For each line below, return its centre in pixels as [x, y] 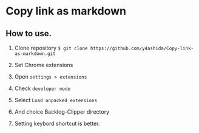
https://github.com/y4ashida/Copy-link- [142, 48]
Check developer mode [42, 88]
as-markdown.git [35, 54]
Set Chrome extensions [44, 65]
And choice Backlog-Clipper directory [62, 112]
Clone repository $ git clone [51, 48]
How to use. [29, 34]
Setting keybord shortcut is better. [57, 123]
